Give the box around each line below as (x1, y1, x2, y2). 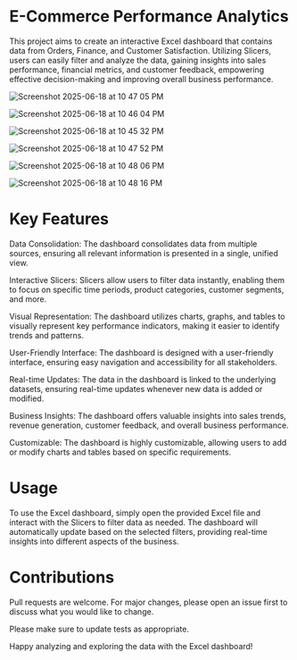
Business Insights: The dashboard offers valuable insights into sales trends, (9, 410, 287, 421)
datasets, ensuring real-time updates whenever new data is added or (9, 383, 263, 394)
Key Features (9, 209, 110, 230)
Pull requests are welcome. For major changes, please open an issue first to (9, 597, 288, 607)
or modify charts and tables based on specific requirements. (9, 447, 232, 457)
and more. (9, 293, 47, 305)
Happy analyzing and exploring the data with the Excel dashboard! (9, 640, 253, 651)
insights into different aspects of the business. (9, 536, 180, 547)
